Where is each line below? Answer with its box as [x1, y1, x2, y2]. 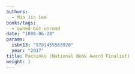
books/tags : [6, 20, 36, 26]
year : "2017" [11, 48, 44, 54]
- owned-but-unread [11, 25, 61, 32]
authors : [6, 8, 28, 15]
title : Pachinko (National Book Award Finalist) [6, 53, 130, 59]
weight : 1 [6, 58, 31, 64]
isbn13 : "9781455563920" [11, 42, 74, 48]
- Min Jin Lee [11, 14, 47, 20]
